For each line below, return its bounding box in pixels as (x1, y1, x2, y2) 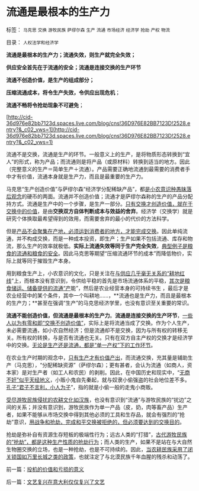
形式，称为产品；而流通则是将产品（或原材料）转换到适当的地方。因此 (18, 158, 191, 165)
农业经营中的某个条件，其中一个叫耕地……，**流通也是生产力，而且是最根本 (6, 292, 192, 299)
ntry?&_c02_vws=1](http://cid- (6, 125, 80, 133)
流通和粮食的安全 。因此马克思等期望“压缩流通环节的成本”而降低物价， (16, 250, 188, 257)
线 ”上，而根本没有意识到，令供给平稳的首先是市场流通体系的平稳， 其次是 (6, 277, 185, 284)
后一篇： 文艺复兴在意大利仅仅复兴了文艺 (6, 478, 105, 485)
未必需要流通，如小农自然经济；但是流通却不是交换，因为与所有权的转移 (6, 327, 182, 334)
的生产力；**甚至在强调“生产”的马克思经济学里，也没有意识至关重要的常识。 (6, 299, 192, 306)
